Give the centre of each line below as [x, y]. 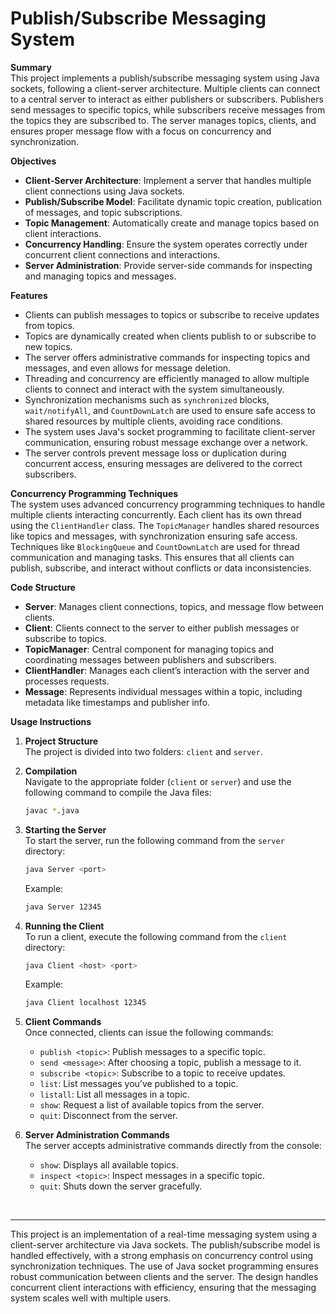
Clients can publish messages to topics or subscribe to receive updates [172, 314]
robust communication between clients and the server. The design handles [164, 1277]
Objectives [33, 161]
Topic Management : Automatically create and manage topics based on [172, 223]
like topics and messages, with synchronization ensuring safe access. [154, 536]
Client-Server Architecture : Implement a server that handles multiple [168, 180]
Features [29, 295]
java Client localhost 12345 [85, 1003]
